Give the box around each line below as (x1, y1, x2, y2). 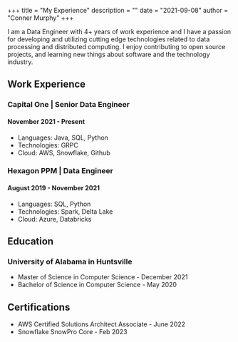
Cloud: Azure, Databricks (17, 214, 92, 223)
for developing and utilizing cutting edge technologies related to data (7, 35, 210, 43)
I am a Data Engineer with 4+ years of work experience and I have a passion (7, 28, 232, 36)
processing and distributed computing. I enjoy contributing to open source (7, 43, 226, 51)
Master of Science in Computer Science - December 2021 (17, 273, 188, 281)
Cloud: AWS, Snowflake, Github (17, 148, 110, 157)
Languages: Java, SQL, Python (17, 133, 109, 142)
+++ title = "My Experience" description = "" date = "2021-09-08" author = (7, 6, 229, 14)
